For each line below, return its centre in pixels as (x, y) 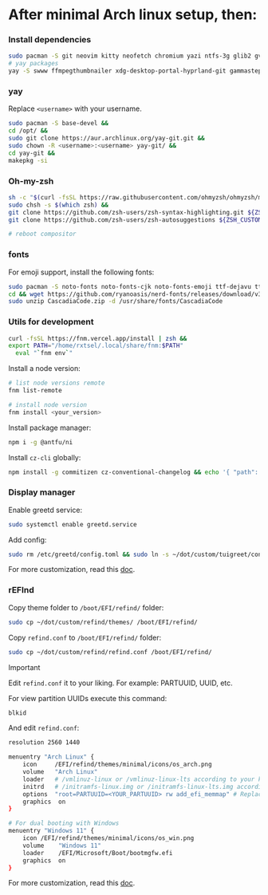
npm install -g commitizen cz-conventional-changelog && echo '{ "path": (134, 472)
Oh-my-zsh (31, 181)
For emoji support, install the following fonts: (81, 272)
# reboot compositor (43, 234)
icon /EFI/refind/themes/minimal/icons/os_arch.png (118, 765)
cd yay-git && (32, 153)
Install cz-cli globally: (45, 457)
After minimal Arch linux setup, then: (133, 15)
